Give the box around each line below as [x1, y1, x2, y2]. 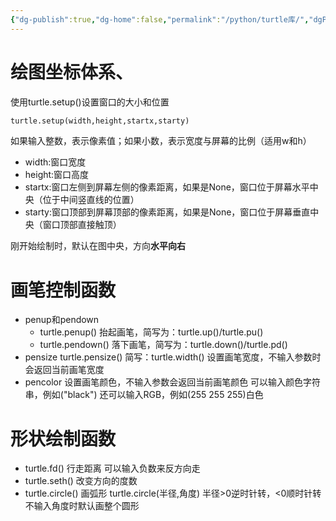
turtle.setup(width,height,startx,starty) [10, 116, 190, 126]
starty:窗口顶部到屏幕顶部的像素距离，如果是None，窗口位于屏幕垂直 [24, 206, 311, 218]
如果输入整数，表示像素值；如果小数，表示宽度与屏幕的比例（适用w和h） [10, 135, 312, 147]
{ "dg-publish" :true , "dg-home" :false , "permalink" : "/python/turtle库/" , [10, 14, 310, 25]
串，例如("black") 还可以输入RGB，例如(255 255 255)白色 [24, 389, 264, 401]
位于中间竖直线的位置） [42, 194, 140, 206]
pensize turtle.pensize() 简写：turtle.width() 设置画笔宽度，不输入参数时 [24, 351, 322, 363]
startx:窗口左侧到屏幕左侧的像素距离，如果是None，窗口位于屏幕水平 [24, 181, 310, 193]
